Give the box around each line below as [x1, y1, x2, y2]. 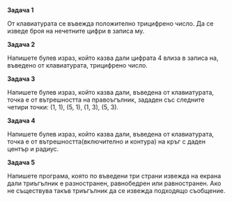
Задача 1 [7, 6, 34, 14]
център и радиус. [7, 145, 59, 153]
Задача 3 [7, 75, 36, 83]
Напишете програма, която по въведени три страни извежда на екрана [7, 172, 222, 180]
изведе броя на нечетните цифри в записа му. [7, 27, 145, 35]
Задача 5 [7, 158, 36, 166]
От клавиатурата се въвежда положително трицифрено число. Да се [7, 20, 214, 27]
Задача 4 [7, 116, 36, 125]
